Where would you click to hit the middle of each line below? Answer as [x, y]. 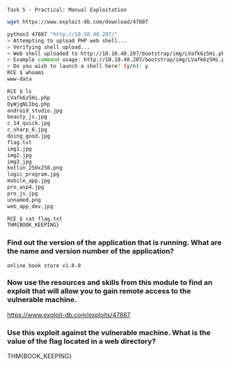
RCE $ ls [20, 91]
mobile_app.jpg [29, 181]
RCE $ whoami [26, 73]
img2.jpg [20, 155]
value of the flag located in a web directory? [81, 341]
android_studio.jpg [35, 111]
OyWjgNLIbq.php [29, 104]
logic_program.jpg [33, 174]
